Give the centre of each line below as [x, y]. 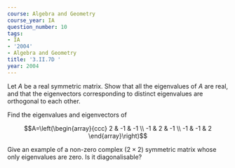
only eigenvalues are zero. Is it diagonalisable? [75, 157]
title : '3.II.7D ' [34, 60]
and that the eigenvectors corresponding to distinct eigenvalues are [105, 93]
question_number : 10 [38, 27]
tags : [15, 33]
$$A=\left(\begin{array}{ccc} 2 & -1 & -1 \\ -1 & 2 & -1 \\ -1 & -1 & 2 [118, 128]
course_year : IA [31, 20]
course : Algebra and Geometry [52, 14]
